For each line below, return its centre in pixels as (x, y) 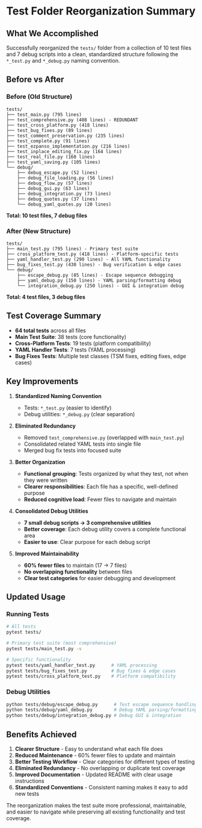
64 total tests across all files (50, 330)
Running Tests (28, 614)
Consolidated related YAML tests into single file (82, 444)
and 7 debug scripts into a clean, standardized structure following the (92, 54)
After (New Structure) (38, 231)
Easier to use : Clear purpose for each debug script (87, 542)
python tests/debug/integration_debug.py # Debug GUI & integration (94, 716)
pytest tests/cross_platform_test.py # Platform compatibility (91, 677)
